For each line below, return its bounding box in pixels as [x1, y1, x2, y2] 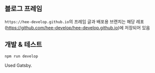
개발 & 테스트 [4, 41, 43, 49]
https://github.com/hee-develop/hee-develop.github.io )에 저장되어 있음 [6, 24, 151, 30]
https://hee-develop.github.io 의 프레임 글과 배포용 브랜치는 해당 [4, 19, 135, 24]
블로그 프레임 [4, 4, 43, 13]
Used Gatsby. [4, 62, 33, 68]
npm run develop [4, 53, 38, 59]
